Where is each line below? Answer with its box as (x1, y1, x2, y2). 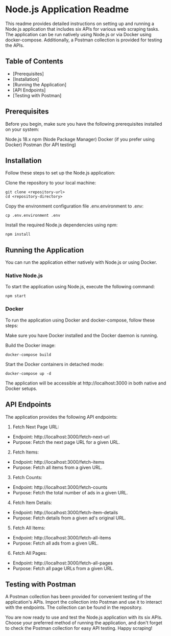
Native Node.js (5, 272, 43, 279)
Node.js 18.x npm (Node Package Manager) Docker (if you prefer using (5, 136, 155, 142)
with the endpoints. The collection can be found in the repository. (5, 604, 143, 610)
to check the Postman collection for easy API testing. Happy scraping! (5, 625, 153, 631)
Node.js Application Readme (5, 4, 129, 15)
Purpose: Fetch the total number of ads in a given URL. (12, 489, 128, 495)
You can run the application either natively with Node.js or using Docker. (5, 259, 157, 265)
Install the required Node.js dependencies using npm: (5, 222, 118, 228)
